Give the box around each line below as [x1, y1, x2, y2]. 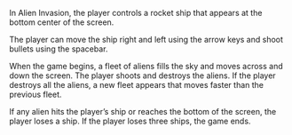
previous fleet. [9, 89, 62, 99]
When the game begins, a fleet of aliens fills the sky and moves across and [9, 61, 284, 71]
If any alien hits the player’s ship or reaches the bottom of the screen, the [9, 107, 277, 116]
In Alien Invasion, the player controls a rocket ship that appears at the [9, 8, 263, 18]
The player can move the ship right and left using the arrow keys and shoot [9, 35, 284, 44]
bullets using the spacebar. [9, 44, 108, 54]
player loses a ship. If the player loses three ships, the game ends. [9, 115, 251, 126]
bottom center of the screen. [9, 17, 114, 28]
